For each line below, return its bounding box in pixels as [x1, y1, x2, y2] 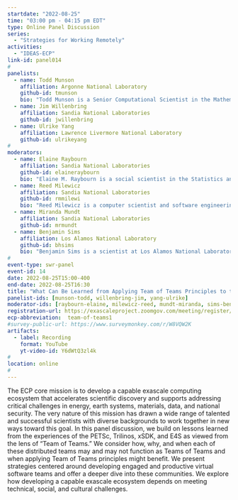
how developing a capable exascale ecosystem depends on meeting [7, 477, 208, 485]
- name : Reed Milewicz [13, 182, 81, 189]
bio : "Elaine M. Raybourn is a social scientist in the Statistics [20, 175, 223, 183]
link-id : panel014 [7, 57, 62, 64]
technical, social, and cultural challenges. [7, 484, 128, 493]
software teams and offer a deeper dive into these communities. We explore [7, 469, 229, 478]
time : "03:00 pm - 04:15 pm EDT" [7, 17, 106, 24]
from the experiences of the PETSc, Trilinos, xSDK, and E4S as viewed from [7, 431, 229, 440]
